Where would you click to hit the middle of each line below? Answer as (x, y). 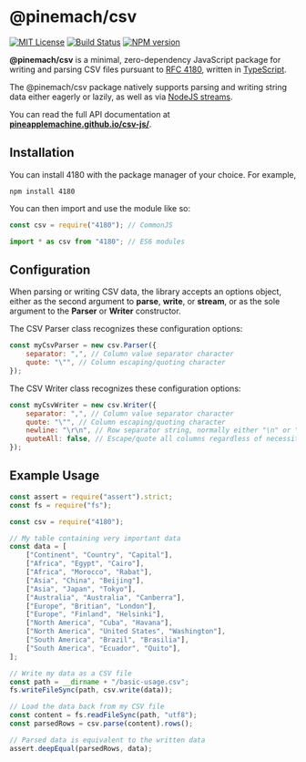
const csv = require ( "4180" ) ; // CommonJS (91, 225)
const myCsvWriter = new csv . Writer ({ (83, 405)
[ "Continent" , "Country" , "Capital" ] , (99, 555)
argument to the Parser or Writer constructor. (95, 311)
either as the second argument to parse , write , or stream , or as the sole (145, 302)
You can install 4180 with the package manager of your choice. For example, (153, 174)
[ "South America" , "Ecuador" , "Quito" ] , (103, 648)
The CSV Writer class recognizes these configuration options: (125, 388)
